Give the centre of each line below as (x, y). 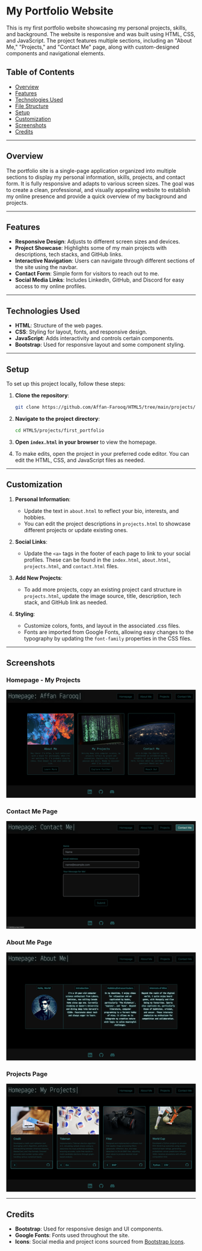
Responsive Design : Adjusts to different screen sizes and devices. (97, 241)
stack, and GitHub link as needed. (66, 602)
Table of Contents (41, 73)
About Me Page (29, 942)
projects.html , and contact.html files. (71, 566)
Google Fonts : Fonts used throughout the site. (72, 1235)
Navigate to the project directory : (57, 418)
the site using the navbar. (46, 267)
